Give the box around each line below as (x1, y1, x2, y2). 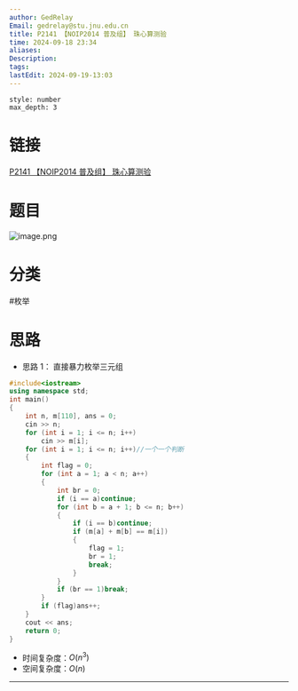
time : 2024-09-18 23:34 (9, 37, 98, 47)
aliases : (9, 46, 42, 55)
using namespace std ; (9, 387, 90, 396)
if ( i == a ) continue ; (56, 494, 137, 503)
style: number (9, 95, 62, 104)
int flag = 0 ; (41, 461, 93, 471)
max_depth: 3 (9, 103, 58, 112)
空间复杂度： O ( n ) (21, 663, 86, 674)
